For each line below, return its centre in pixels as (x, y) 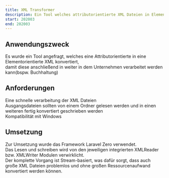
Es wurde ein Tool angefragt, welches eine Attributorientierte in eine (76, 56)
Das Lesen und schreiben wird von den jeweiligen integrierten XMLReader (82, 149)
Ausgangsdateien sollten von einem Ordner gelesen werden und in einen (81, 106)
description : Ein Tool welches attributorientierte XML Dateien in (77, 15)
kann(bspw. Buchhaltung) (32, 72)
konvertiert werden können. (34, 171)
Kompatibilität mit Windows (33, 116)
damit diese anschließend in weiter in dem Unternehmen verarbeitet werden (84, 67)
